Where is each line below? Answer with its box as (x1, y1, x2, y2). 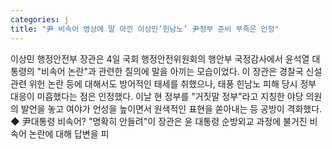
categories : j (10, 14, 70, 25)
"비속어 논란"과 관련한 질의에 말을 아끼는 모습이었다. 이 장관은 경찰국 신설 (36, 65, 323, 77)
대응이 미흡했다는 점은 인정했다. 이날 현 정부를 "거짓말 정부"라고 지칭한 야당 (10, 90, 304, 102)
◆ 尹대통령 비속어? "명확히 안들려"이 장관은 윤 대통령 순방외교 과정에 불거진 (10, 115, 308, 127)
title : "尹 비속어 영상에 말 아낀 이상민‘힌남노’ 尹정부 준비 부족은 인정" (10, 24, 280, 34)
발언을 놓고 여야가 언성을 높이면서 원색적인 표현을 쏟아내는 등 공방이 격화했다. (20, 102, 323, 115)
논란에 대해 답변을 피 (28, 127, 110, 140)
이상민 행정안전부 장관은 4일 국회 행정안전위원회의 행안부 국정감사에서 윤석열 (10, 52, 310, 65)
